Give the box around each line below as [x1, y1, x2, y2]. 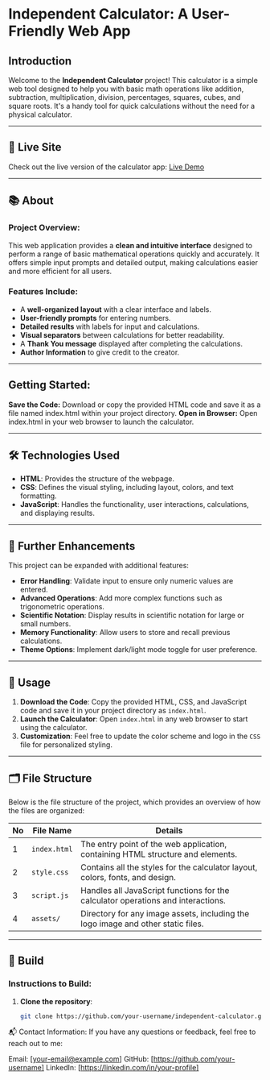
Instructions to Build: [8, 978, 92, 990]
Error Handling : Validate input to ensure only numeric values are [19, 576, 234, 586]
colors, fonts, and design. [80, 871, 177, 883]
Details [155, 825, 183, 836]
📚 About [8, 194, 54, 208]
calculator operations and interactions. [80, 895, 227, 906]
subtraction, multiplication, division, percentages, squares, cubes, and [8, 93, 241, 102]
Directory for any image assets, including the [80, 908, 250, 919]
